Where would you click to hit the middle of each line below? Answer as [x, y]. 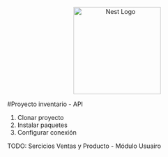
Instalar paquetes [42, 125]
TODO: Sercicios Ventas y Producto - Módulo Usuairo [84, 146]
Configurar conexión [47, 132]
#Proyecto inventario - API [45, 104]
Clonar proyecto [40, 118]
